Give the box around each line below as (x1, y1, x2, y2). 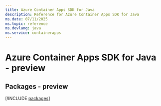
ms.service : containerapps (5, 30, 61, 35)
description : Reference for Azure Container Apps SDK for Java (5, 12, 140, 17)
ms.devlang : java (5, 26, 41, 31)
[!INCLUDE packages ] (5, 96, 50, 101)
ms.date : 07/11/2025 (5, 16, 48, 21)
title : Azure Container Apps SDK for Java (5, 7, 95, 12)
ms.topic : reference (5, 21, 48, 26)
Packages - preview (5, 82, 68, 91)
